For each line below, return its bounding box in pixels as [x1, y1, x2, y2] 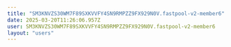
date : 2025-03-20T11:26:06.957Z [7, 17, 101, 23]
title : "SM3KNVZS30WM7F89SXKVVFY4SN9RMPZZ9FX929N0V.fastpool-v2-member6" [7, 10, 225, 17]
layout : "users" [7, 29, 54, 37]
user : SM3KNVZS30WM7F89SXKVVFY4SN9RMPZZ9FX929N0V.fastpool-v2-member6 [7, 23, 216, 30]
